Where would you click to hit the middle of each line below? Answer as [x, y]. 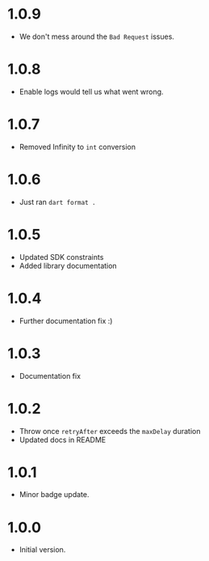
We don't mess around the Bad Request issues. [97, 36]
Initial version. [42, 550]
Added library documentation [68, 266]
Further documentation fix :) [66, 321]
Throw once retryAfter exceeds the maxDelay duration [110, 431]
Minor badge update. [54, 495]
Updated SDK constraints [61, 257]
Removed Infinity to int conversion [77, 147]
